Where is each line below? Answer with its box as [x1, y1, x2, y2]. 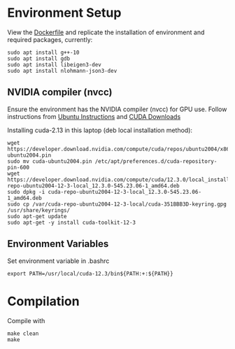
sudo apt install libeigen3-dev [7, 61, 101, 68]
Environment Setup [7, 5, 122, 21]
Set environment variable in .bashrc [7, 257, 110, 265]
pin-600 [7, 164, 30, 171]
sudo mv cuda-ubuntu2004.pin [7, 157, 92, 165]
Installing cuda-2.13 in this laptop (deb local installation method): [7, 126, 193, 134]
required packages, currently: [7, 35, 93, 43]
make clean [7, 330, 39, 337]
